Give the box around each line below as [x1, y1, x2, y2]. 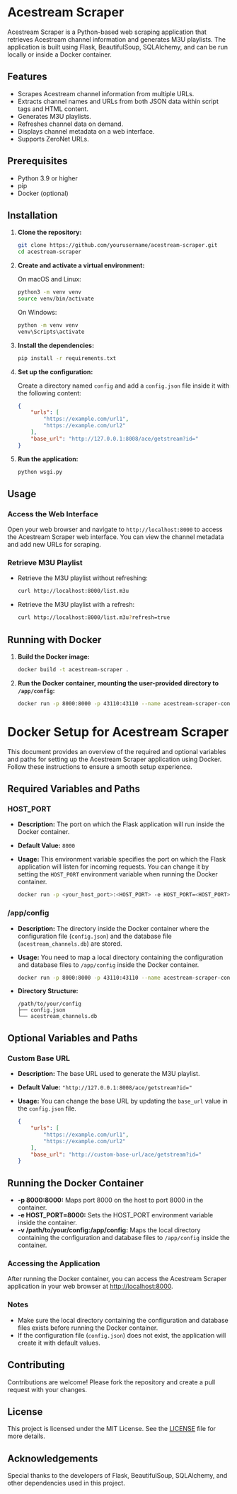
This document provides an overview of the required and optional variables [7, 747, 226, 755]
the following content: [17, 388, 81, 397]
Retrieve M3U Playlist [7, 558, 83, 568]
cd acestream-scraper [17, 248, 81, 255]
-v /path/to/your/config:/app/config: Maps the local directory [17, 1226, 201, 1234]
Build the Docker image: [17, 652, 90, 661]
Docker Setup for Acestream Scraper [7, 724, 229, 740]
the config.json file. [17, 1104, 76, 1113]
